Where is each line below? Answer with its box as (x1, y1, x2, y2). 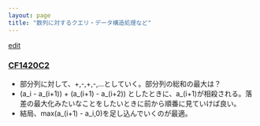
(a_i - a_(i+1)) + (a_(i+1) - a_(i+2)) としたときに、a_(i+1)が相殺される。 (19, 88, 246, 98)
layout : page (8, 11, 51, 20)
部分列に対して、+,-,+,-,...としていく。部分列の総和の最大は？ (19, 79, 221, 88)
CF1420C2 (8, 60, 50, 71)
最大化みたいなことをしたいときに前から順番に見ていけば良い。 (33, 98, 241, 108)
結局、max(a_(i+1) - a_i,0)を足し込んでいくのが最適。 (19, 108, 192, 118)
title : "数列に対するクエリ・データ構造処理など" (8, 19, 152, 27)
